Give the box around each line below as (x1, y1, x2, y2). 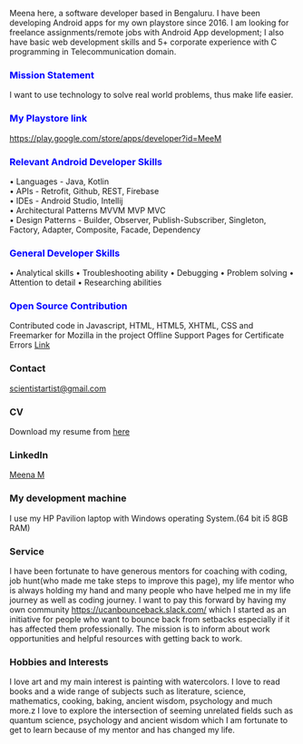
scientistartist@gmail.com (9, 383, 107, 394)
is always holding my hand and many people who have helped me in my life (9, 584, 292, 595)
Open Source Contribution (9, 299, 128, 312)
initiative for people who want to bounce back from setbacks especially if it (9, 613, 290, 624)
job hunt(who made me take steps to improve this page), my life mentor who (9, 575, 295, 586)
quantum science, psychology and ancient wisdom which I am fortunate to (9, 715, 288, 726)
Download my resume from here (9, 426, 130, 437)
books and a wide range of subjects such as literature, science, (9, 686, 247, 697)
